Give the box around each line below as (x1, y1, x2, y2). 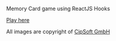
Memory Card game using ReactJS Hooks (6, 5, 110, 12)
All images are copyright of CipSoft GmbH (6, 28, 110, 35)
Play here (6, 17, 30, 23)
